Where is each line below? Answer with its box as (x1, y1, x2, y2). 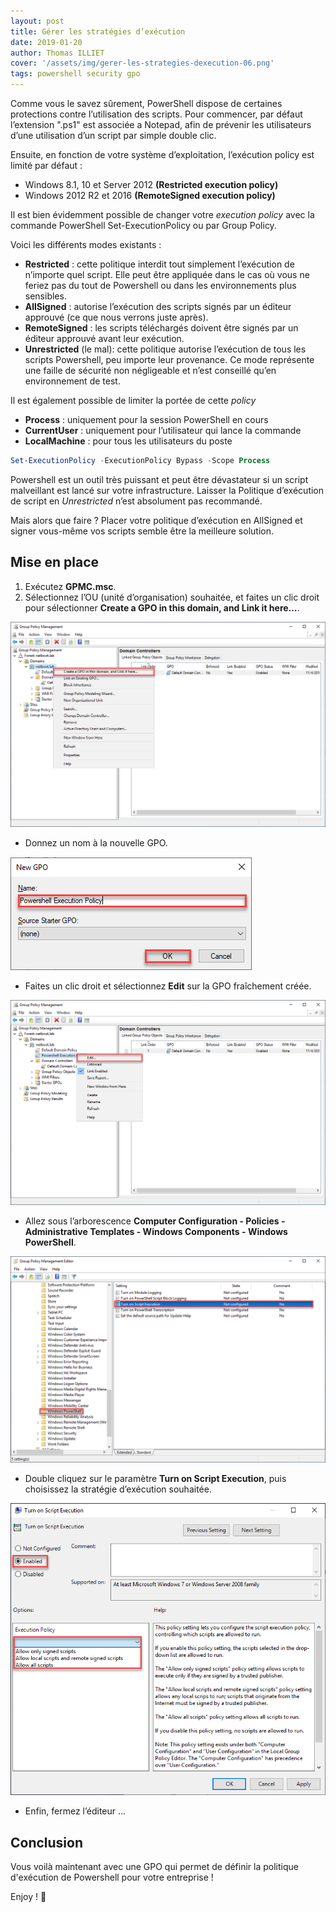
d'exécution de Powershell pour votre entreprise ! (10, 1871, 214, 1884)
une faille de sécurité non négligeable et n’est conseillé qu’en (24, 365, 277, 376)
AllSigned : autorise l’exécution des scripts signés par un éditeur (24, 301, 292, 312)
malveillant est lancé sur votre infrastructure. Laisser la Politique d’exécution (10, 484, 325, 496)
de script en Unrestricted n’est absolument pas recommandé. (10, 495, 263, 507)
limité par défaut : (10, 160, 83, 171)
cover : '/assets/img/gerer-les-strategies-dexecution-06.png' (10, 58, 275, 69)
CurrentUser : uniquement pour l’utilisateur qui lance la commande (24, 425, 302, 436)
